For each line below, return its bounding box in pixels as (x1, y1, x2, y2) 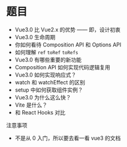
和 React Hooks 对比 (14, 108, 66, 116)
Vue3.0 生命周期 (14, 33, 56, 40)
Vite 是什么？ (14, 101, 48, 108)
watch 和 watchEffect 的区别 (14, 78, 86, 86)
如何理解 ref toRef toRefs (14, 48, 78, 55)
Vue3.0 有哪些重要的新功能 (14, 56, 82, 63)
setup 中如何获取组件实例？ (14, 86, 83, 93)
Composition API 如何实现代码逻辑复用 (14, 63, 111, 70)
